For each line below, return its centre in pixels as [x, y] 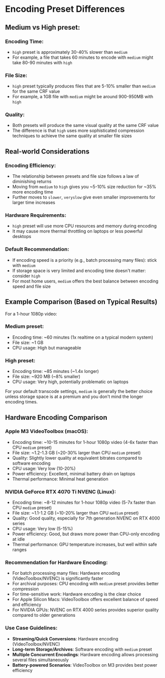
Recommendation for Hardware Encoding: [56, 562]
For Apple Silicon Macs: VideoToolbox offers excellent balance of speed [85, 599]
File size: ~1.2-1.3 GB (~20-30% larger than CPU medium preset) [77, 452]
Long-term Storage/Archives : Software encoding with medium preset [82, 649]
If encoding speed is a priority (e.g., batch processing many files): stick [84, 260]
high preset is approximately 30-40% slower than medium [70, 52]
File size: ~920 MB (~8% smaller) [46, 377]
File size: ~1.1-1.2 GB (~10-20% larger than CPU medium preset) [75, 513]
